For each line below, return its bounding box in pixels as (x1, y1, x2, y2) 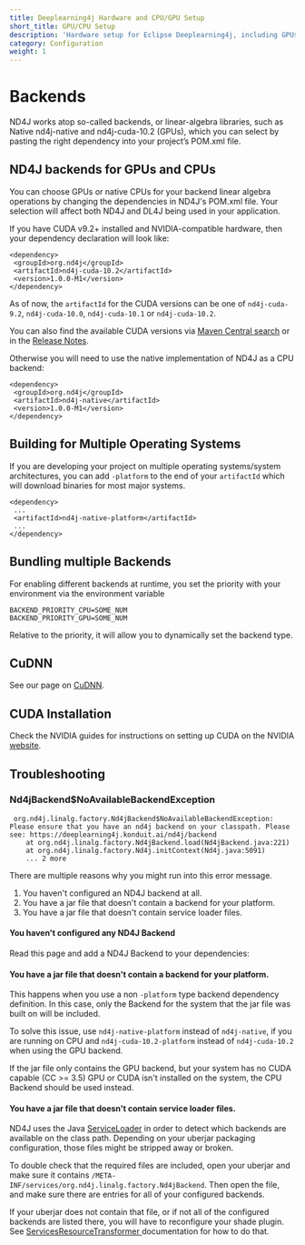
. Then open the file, (203, 1180, 280, 1190)
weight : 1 (9, 47, 47, 56)
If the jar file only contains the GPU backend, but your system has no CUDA (9, 1063, 292, 1074)
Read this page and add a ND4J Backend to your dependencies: (9, 948, 250, 959)
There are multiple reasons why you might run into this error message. (9, 869, 272, 880)
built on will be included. (9, 1009, 101, 1019)
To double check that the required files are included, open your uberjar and (9, 1160, 290, 1171)
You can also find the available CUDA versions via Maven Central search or (9, 325, 290, 336)
